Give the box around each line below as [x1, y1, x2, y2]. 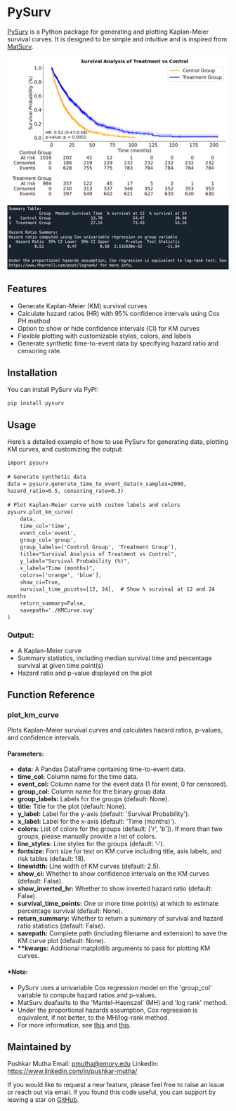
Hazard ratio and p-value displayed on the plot [17, 669, 152, 677]
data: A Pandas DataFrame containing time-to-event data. [17, 765, 186, 773]
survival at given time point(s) [17, 661, 104, 669]
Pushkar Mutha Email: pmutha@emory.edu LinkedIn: [7, 1060, 159, 1068]
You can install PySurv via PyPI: [7, 386, 99, 394]
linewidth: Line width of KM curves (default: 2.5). [17, 862, 161, 871]
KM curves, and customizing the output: [7, 445, 124, 454]
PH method [17, 317, 51, 325]
